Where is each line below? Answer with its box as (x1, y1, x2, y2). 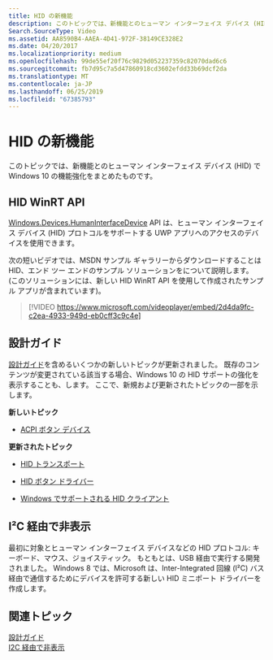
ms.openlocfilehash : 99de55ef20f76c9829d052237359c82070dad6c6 (8, 58, 227, 66)
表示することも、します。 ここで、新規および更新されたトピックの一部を (8, 380, 252, 389)
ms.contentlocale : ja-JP (8, 80, 93, 88)
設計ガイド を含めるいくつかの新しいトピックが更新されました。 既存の (8, 359, 245, 369)
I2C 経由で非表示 (8, 643, 65, 653)
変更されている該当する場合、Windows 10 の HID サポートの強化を (36, 369, 260, 379)
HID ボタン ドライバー (19, 476, 94, 486)
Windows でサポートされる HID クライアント (19, 493, 170, 503)
